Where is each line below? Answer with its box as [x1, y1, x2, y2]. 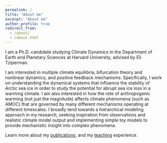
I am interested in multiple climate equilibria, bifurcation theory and [5, 69, 143, 75]
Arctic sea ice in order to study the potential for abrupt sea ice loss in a [5, 85, 151, 91]
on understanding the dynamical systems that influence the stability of [5, 79, 150, 85]
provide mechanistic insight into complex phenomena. [5, 122, 116, 128]
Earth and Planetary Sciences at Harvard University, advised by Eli [5, 54, 142, 60]
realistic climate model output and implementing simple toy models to [5, 117, 148, 123]
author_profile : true [5, 21, 50, 26]
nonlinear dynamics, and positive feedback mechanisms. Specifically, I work [5, 74, 162, 80]
